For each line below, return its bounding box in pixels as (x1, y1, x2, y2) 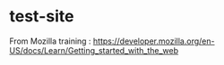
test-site (9, 6, 74, 27)
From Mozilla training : (9, 36, 91, 46)
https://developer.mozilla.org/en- (92, 36, 215, 46)
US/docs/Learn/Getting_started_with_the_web (9, 45, 179, 55)
